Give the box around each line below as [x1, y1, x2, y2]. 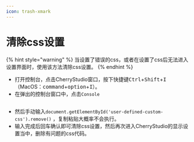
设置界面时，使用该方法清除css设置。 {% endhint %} [6, 63, 133, 70]
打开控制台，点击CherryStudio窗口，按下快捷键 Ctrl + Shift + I [14, 75, 167, 82]
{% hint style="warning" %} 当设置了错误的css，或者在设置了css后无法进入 [6, 56, 189, 63]
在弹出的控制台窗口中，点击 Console [14, 90, 100, 97]
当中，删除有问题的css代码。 [19, 130, 90, 137]
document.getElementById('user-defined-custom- [45, 109, 164, 115]
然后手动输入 [14, 108, 46, 115]
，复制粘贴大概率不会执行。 [52, 115, 120, 122]
